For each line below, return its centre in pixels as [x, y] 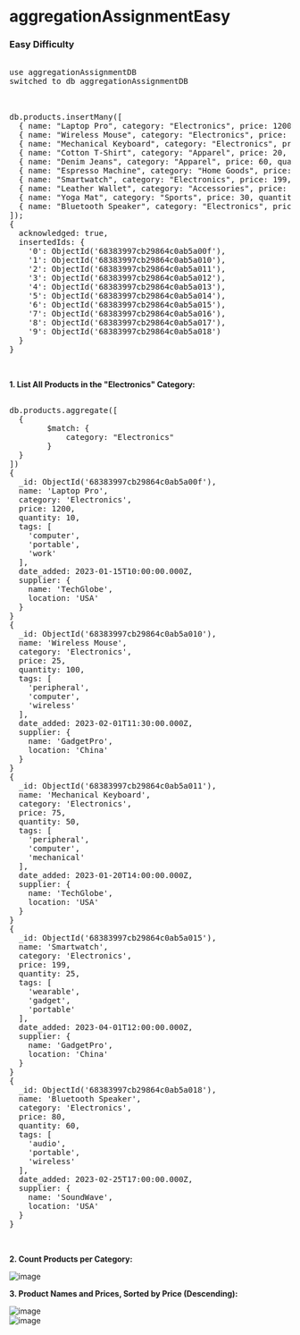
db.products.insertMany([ [66, 117]
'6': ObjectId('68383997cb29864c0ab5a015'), [127, 305]
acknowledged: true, [63, 233]
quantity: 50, [49, 822]
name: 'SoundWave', [71, 1197]
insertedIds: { [51, 242]
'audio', [47, 1144]
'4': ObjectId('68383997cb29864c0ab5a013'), [127, 287]
